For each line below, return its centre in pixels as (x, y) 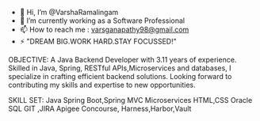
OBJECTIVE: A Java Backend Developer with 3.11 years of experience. (122, 60)
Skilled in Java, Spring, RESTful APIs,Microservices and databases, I (120, 68)
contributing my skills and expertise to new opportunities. (102, 85)
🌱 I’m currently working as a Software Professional (102, 21)
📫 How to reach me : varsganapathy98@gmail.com (104, 29)
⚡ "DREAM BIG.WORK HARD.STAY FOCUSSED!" (98, 41)
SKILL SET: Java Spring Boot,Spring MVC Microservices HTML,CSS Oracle (130, 100)
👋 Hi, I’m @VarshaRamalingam (69, 12)
